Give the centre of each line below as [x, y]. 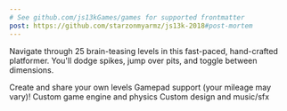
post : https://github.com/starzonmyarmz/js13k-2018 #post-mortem [131, 26]
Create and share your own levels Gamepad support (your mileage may [140, 87]
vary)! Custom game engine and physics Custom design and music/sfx [139, 96]
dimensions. [32, 70]
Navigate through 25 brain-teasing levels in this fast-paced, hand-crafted [144, 51]
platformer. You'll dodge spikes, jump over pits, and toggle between [133, 60]
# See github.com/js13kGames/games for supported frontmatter [127, 17]
